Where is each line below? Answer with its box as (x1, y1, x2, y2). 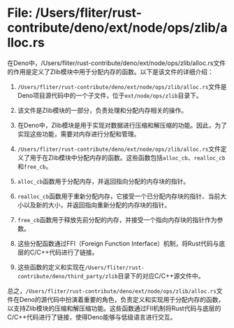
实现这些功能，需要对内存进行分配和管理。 (17, 130, 140, 138)
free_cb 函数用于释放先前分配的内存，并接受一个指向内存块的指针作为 (17, 215, 217, 224)
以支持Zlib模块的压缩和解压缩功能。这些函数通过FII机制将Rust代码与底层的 (7, 303, 221, 313)
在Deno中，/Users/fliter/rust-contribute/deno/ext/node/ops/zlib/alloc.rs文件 (7, 58, 226, 67)
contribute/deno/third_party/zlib (17, 273, 118, 280)
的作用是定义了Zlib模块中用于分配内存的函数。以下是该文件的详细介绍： (7, 67, 214, 76)
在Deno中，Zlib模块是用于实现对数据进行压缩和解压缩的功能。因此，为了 (17, 121, 227, 129)
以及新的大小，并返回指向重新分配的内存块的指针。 (23, 200, 171, 209)
